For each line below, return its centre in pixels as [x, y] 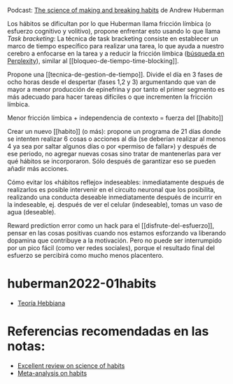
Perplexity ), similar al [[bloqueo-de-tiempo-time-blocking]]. [93, 61]
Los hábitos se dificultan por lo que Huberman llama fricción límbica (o [109, 23]
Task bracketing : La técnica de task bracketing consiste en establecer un [113, 39]
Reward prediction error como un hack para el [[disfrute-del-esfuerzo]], [111, 226]
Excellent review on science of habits [71, 365]
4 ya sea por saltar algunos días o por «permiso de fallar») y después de [112, 146]
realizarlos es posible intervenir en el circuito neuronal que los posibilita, [111, 190]
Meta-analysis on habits [52, 373]
